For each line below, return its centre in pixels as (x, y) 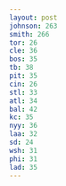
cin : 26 (24, 84)
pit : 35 (24, 76)
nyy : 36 (24, 126)
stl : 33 (24, 92)
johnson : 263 (33, 26)
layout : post (33, 17)
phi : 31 (24, 159)
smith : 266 (29, 34)
